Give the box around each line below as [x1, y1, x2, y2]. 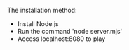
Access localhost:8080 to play [17, 35, 106, 43]
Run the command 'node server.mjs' [17, 27, 123, 35]
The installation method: [7, 6, 77, 14]
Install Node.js [17, 20, 59, 27]
